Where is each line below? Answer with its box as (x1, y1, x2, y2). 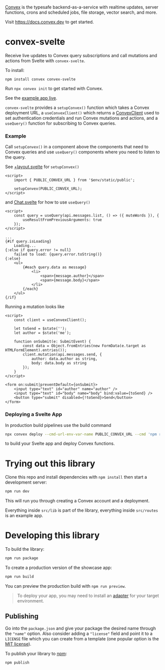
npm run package (5, 556, 38, 561)
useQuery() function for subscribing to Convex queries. (5, 120, 116, 126)
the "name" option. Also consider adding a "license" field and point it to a (5, 631, 153, 636)
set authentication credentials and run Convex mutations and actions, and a (5, 115, 158, 121)
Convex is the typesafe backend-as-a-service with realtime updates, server (5, 4, 159, 10)
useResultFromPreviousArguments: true (23, 217, 102, 222)
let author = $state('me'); (14, 330, 71, 336)
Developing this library (5, 530, 100, 541)
